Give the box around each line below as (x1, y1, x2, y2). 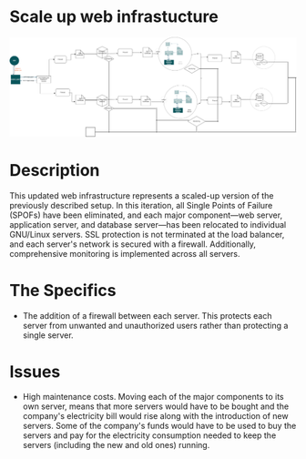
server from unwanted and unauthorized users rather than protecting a (22, 320, 289, 331)
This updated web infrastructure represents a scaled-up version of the (9, 189, 274, 201)
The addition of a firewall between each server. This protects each (22, 310, 272, 321)
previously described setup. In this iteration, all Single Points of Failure (9, 199, 273, 210)
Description (9, 159, 100, 180)
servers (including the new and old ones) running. (22, 440, 210, 451)
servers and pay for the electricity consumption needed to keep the (22, 430, 277, 441)
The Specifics (9, 280, 117, 301)
